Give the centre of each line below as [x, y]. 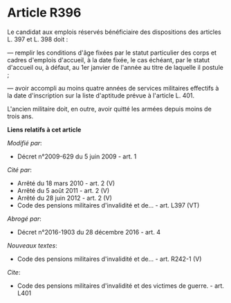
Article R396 [44, 13]
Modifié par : [25, 143]
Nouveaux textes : [32, 245]
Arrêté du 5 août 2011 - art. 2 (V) [63, 190]
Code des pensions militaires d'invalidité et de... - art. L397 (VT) [108, 205]
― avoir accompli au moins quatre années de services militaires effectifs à [113, 88]
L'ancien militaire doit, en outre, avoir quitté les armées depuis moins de [110, 109]
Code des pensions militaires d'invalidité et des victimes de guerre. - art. [121, 286]
